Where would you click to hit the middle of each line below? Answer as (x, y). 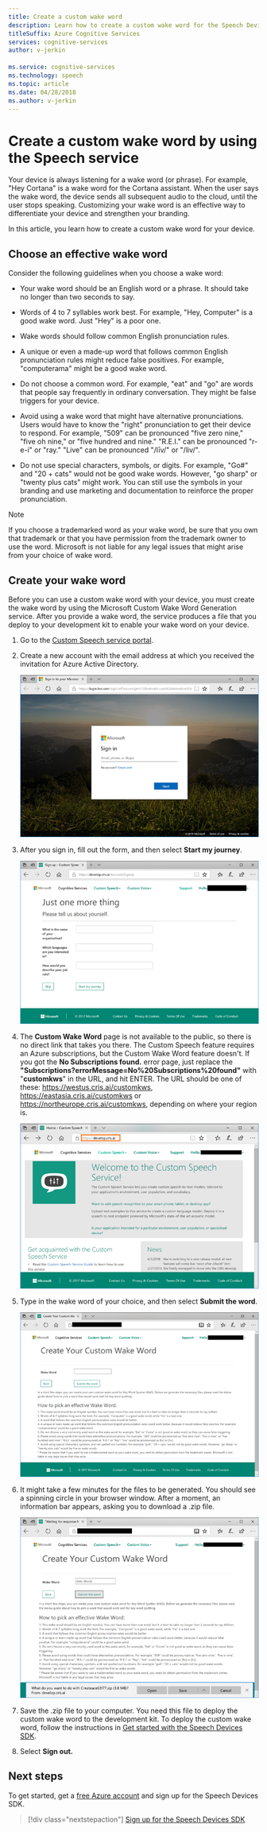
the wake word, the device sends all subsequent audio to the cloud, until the (133, 197)
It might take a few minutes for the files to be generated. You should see (137, 1489)
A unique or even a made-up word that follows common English (124, 352)
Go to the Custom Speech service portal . (87, 640)
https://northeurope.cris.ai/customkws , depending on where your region (138, 1104)
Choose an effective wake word (88, 254)
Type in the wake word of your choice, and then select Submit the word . (139, 1301)
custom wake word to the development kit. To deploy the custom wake (135, 1719)
